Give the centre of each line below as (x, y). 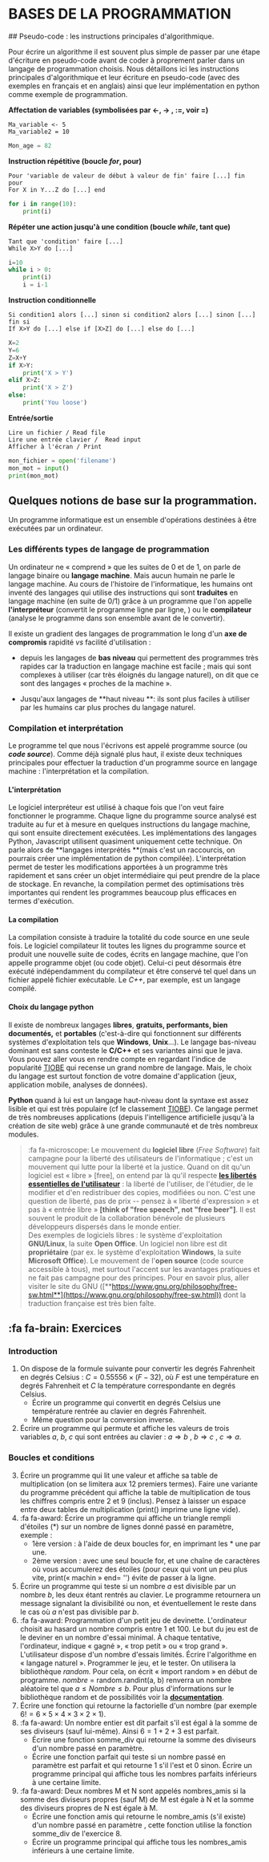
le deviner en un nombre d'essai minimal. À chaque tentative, (120, 1637)
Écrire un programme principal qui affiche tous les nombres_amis (139, 1842)
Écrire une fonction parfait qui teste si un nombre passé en (128, 1756)
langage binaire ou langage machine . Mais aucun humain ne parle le (122, 575)
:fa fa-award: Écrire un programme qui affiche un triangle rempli (125, 1518)
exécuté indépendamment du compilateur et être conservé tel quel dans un (132, 971)
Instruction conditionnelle (52, 300)
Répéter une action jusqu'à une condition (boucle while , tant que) (119, 226)
